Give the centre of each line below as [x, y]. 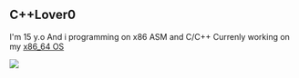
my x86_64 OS [37, 46]
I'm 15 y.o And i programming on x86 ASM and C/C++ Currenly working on [149, 36]
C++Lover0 [42, 15]
